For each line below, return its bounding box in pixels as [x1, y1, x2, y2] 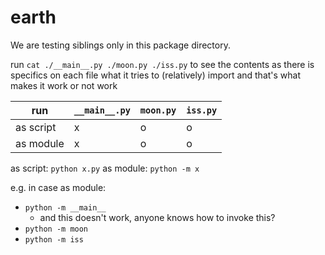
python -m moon [24, 224, 89, 234]
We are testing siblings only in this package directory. [10, 39, 231, 51]
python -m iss [24, 234, 84, 245]
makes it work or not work [10, 79, 118, 91]
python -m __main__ [24, 202, 107, 213]
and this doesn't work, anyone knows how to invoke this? [39, 211, 276, 223]
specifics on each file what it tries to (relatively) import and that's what [10, 69, 302, 81]
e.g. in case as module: [10, 181, 107, 193]
